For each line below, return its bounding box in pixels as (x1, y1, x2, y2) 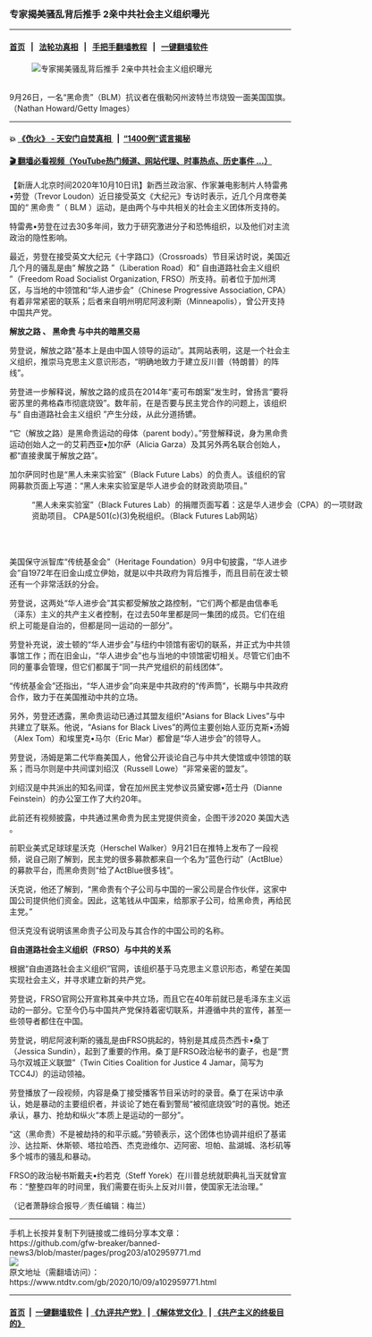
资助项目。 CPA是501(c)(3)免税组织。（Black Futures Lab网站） (31, 511, 263, 521)
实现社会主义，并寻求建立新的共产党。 (9, 975, 150, 986)
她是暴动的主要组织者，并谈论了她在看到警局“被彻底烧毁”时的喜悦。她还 (24, 1098, 291, 1110)
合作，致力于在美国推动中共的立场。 (9, 691, 143, 703)
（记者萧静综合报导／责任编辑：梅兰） (9, 1200, 150, 1211)
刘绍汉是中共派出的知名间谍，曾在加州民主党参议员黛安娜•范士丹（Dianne (9, 783, 283, 793)
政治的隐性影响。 (9, 233, 72, 243)
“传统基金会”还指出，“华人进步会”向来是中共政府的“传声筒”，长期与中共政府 (9, 681, 289, 691)
